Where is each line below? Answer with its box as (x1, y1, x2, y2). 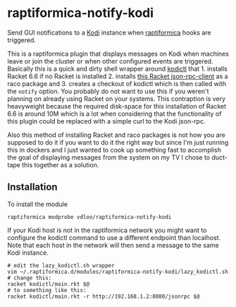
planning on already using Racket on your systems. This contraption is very (7, 94, 226, 103)
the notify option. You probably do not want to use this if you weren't (7, 87, 209, 95)
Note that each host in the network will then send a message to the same (7, 241, 220, 249)
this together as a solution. (22, 160, 99, 169)
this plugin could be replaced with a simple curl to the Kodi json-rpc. (7, 116, 206, 125)
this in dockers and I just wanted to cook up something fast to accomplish (7, 145, 222, 154)
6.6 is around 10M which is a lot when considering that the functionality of (7, 109, 222, 118)
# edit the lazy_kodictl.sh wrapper (7, 262, 115, 269)
